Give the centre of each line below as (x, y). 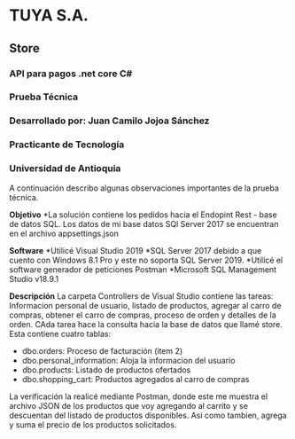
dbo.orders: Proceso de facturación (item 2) (102, 350)
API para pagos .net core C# (71, 74)
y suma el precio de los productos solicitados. (93, 424)
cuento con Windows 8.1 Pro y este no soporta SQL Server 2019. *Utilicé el (146, 260)
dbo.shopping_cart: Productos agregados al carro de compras (136, 379)
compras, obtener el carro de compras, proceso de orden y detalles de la (143, 315)
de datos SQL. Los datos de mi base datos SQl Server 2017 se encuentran (144, 223)
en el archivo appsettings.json (64, 233)
